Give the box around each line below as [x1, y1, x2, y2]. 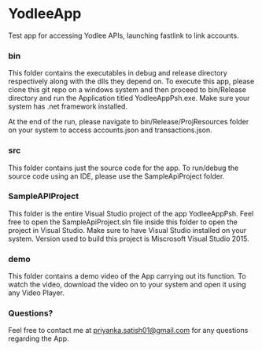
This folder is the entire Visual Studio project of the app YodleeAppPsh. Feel [8, 209, 254, 218]
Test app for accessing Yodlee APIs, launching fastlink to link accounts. [8, 31, 239, 40]
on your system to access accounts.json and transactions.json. [8, 125, 212, 135]
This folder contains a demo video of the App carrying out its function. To [8, 272, 246, 281]
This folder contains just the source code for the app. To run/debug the [8, 163, 239, 172]
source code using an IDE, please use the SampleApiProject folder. [8, 171, 225, 181]
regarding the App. [8, 334, 69, 343]
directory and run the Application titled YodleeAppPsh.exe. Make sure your [8, 94, 250, 103]
